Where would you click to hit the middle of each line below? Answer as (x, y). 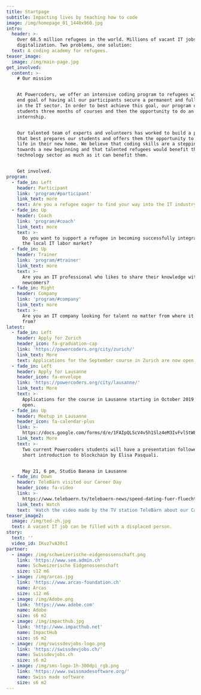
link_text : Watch (39, 504)
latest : (16, 327)
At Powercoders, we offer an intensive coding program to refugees (103, 95)
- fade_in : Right (33, 288)
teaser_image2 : (25, 515)
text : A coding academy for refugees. (60, 51)
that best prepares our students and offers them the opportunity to (106, 138)
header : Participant (42, 188)
